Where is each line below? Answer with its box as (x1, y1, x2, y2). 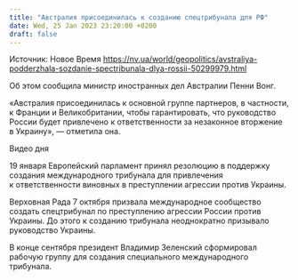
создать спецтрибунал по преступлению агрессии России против (9, 206, 262, 217)
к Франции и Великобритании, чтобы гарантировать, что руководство (9, 108, 277, 118)
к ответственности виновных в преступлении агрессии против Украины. (9, 180, 286, 190)
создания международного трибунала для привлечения (9, 170, 224, 180)
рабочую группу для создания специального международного (9, 252, 249, 262)
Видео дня (9, 143, 49, 154)
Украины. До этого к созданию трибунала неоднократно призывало (9, 215, 270, 227)
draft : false (9, 29, 58, 38)
